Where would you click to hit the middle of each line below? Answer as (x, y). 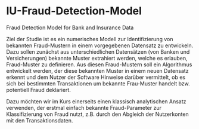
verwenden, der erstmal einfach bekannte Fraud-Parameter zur (84, 107)
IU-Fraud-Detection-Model (74, 11)
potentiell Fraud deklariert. (39, 90)
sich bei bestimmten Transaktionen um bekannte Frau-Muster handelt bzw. (98, 83)
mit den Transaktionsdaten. (40, 120)
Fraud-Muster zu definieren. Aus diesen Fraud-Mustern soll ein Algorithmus (99, 64)
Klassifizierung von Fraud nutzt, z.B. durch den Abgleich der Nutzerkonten (97, 114)
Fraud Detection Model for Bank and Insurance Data (70, 27)
